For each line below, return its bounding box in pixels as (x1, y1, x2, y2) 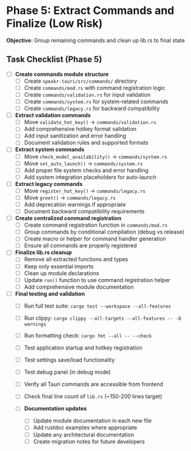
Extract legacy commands (15, 180, 83, 187)
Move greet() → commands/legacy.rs (24, 194, 116, 201)
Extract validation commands (15, 112, 91, 119)
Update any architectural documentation (33, 431, 135, 438)
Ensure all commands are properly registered (24, 242, 138, 249)
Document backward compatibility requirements (24, 208, 145, 215)
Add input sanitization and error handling (24, 132, 126, 140)
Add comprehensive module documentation (24, 283, 135, 291)
